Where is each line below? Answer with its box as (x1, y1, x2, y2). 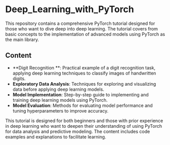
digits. (12, 75, 26, 82)
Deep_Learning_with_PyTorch (5, 4, 134, 15)
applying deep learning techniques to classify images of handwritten (12, 70, 156, 76)
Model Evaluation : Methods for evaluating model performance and (12, 102, 153, 108)
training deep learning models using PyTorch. (12, 97, 108, 103)
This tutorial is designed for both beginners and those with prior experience (5, 118, 163, 124)
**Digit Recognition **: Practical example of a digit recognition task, (12, 64, 156, 70)
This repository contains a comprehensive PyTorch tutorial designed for (5, 20, 155, 26)
